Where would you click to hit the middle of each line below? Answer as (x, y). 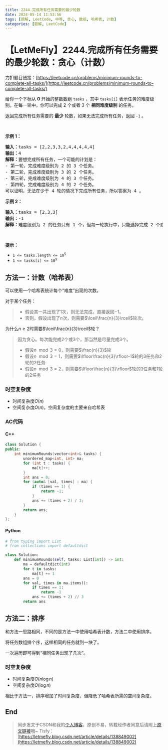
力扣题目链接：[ (21, 78)
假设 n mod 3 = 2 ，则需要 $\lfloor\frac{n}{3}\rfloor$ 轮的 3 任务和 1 (91, 369)
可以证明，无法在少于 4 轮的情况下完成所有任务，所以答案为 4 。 (74, 191)
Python (13, 530)
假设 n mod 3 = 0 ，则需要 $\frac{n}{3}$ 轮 (68, 350)
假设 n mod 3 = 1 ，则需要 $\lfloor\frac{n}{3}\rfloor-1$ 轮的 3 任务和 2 (93, 356)
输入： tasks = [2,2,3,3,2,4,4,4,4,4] (50, 147)
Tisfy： (46, 731)
